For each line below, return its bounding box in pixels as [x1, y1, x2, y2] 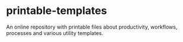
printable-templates [6, 4, 107, 17]
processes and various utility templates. [6, 29, 104, 36]
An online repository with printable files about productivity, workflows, [6, 23, 178, 30]
